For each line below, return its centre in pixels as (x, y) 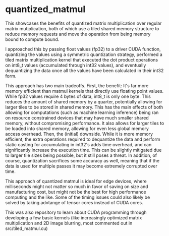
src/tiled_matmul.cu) (26, 228)
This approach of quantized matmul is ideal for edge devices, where (76, 181)
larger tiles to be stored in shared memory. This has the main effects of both (84, 107)
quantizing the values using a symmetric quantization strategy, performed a (84, 54)
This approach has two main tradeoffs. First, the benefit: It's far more (77, 85)
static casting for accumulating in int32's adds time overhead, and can (78, 144)
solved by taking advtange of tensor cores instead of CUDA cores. (74, 202)
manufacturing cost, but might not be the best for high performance (76, 192)
